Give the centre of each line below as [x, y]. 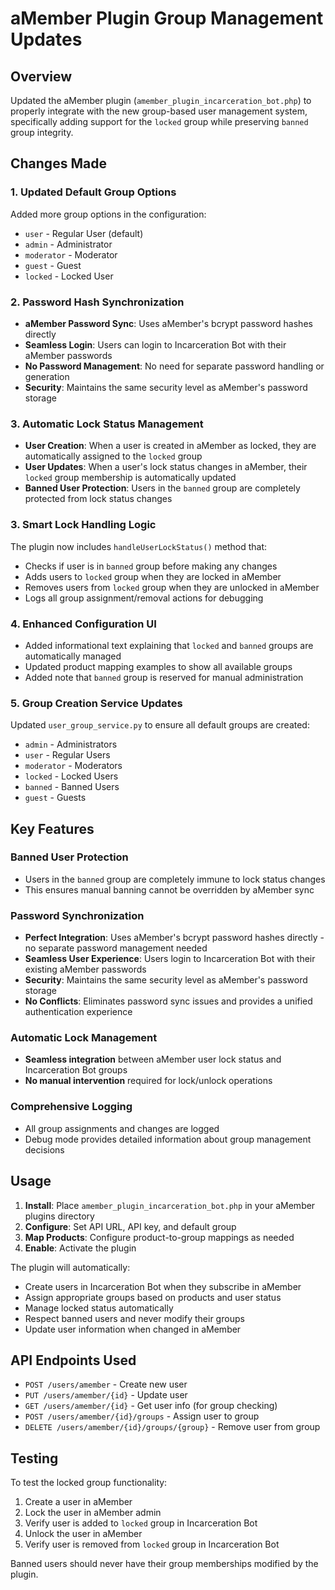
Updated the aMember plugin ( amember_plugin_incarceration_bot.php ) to [161, 100]
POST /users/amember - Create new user [106, 1384]
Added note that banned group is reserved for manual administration [164, 677]
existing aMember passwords [85, 969]
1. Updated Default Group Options [93, 192]
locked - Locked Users [71, 776]
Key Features [52, 828]
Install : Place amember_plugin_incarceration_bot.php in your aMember [170, 1205]
